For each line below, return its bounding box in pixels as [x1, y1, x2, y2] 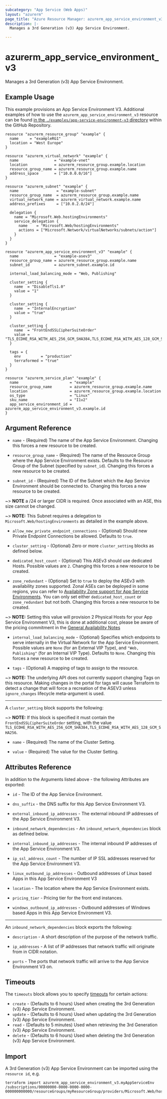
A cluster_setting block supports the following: [5, 705, 104, 711]
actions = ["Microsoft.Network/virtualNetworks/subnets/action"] [18, 227, 157, 232]
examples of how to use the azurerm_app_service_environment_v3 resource [5, 111, 158, 117]
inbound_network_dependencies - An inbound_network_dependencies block [12, 825, 161, 831]
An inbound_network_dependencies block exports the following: [5, 924, 133, 930]
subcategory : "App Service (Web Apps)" [5, 7, 88, 12]
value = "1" [14, 288, 39, 294]
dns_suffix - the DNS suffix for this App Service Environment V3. [12, 801, 146, 807]
